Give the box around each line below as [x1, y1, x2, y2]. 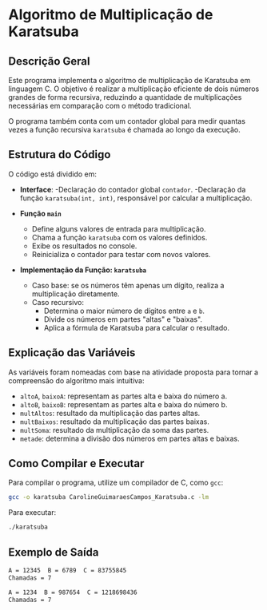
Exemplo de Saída [8, 545, 99, 559]
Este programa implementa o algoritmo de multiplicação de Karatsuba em [8, 76, 251, 85]
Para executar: [8, 508, 57, 517]
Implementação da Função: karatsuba [19, 265, 146, 275]
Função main [19, 208, 62, 218]
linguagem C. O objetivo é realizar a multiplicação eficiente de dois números [8, 84, 260, 93]
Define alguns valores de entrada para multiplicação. [31, 224, 206, 233]
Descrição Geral [8, 54, 90, 68]
